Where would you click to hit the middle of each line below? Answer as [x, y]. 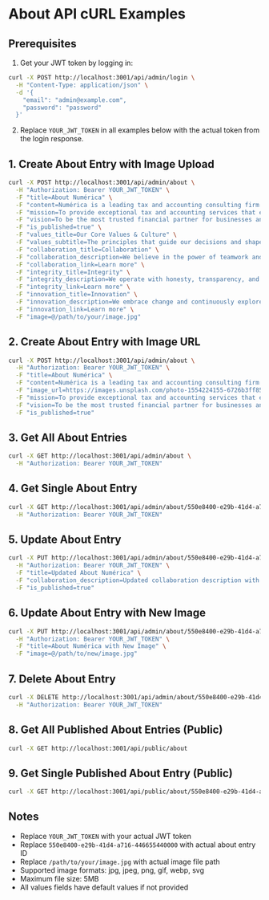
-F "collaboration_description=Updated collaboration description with [138, 580]
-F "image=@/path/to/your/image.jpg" [78, 317]
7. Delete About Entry [62, 679]
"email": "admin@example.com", [75, 100]
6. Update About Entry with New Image [107, 613]
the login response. [52, 139]
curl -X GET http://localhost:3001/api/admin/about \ [100, 456]
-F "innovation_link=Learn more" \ [75, 309]
